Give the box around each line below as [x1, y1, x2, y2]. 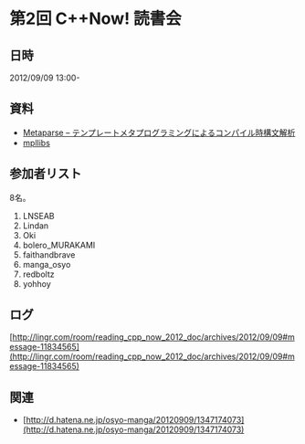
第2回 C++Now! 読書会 [9, 8, 183, 29]
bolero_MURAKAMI [22, 239, 96, 250]
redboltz [22, 269, 55, 280]
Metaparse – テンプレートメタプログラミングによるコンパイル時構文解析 [22, 127, 296, 138]
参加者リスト [9, 166, 82, 182]
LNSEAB [22, 210, 55, 221]
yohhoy [22, 278, 52, 289]
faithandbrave [22, 248, 76, 260]
